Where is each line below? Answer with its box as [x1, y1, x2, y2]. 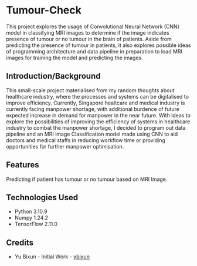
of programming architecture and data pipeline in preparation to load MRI [6, 48, 183, 55]
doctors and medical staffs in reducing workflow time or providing [6, 136, 165, 144]
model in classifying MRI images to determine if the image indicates [6, 29, 169, 36]
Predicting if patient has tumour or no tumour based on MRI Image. [6, 176, 168, 183]
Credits [6, 237, 34, 247]
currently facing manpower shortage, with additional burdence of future [6, 105, 180, 112]
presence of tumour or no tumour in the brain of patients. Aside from [6, 35, 172, 42]
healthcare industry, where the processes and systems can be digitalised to [6, 93, 189, 100]
